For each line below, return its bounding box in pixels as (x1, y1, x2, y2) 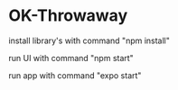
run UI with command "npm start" (8, 52, 135, 63)
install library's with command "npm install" (8, 35, 171, 46)
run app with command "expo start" (8, 69, 142, 81)
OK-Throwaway (8, 5, 128, 26)
